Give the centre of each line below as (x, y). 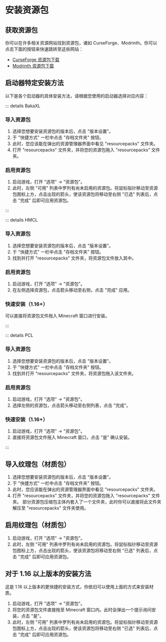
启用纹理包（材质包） (38, 525)
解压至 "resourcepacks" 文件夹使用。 (50, 508)
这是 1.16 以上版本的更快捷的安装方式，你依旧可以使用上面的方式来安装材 (79, 586)
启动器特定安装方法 (34, 83)
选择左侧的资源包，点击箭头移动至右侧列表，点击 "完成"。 (71, 405)
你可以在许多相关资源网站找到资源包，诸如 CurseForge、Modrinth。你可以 (81, 43)
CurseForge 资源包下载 (36, 60)
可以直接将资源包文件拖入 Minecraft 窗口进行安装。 (57, 316)
